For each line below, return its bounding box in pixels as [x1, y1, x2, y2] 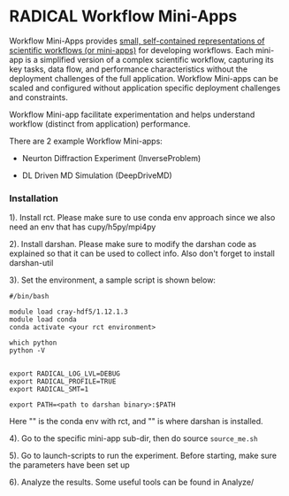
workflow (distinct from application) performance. [9, 118, 191, 129]
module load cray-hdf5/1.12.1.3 [9, 307, 128, 316]
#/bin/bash [9, 292, 49, 301]
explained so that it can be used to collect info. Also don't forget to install [9, 248, 276, 259]
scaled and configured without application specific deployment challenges [9, 82, 281, 93]
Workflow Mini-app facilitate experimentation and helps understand [9, 109, 255, 120]
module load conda [9, 315, 77, 324]
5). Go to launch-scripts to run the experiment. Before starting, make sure [9, 450, 278, 461]
